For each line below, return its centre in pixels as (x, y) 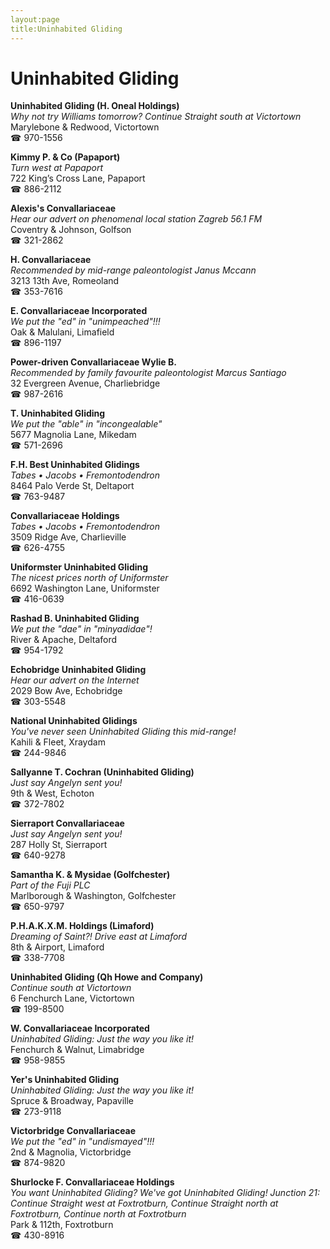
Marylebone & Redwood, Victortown (85, 127)
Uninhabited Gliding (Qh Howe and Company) (107, 977)
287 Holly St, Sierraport (59, 845)
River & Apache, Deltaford (64, 640)
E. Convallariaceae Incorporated (79, 311)
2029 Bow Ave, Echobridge (66, 691)
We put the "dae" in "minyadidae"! (81, 629)
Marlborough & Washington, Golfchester (93, 896)
